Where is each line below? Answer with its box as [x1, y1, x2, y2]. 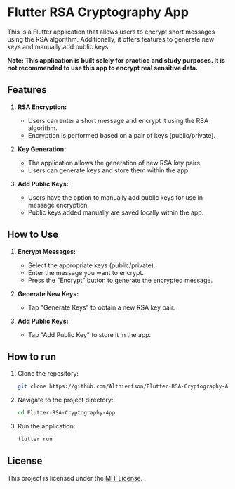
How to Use [7, 229, 59, 241]
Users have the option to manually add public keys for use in [27, 193, 203, 201]
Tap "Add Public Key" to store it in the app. [27, 330, 152, 338]
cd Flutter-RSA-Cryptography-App [17, 409, 116, 417]
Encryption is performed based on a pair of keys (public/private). [27, 131, 216, 139]
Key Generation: [17, 145, 67, 153]
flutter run [17, 436, 53, 443]
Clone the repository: [17, 369, 79, 378]
